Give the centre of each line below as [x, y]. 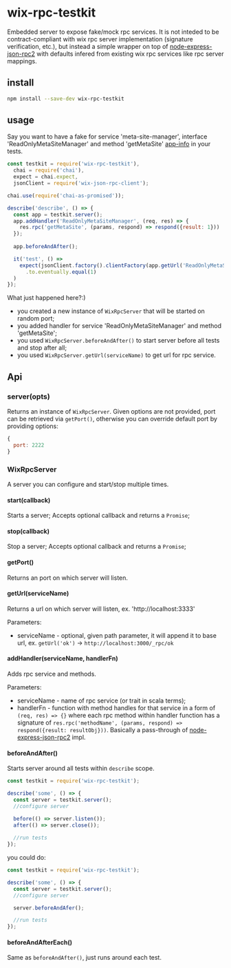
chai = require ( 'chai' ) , [49, 170]
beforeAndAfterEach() [40, 942]
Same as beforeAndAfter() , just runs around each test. [84, 958]
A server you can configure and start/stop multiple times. [88, 484]
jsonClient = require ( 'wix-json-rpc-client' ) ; [81, 183]
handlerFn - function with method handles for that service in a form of [116, 707]
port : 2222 [29, 445]
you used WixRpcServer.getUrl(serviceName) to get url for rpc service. [117, 355]
